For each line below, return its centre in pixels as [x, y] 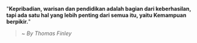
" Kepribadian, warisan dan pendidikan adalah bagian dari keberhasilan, [99, 9]
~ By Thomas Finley [46, 33]
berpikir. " [19, 21]
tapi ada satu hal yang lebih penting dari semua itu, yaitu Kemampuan [96, 15]
